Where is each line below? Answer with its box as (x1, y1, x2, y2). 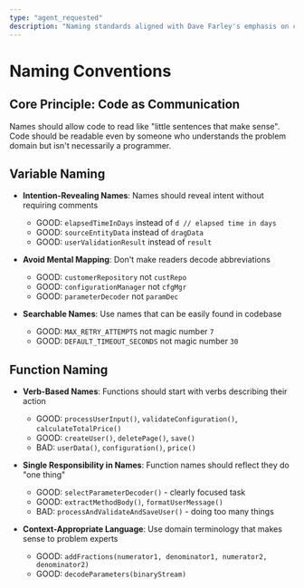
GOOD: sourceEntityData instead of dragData (35, 227, 204, 238)
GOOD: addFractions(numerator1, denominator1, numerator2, (35, 551, 268, 562)
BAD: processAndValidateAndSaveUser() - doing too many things (35, 506, 274, 517)
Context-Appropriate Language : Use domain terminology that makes (22, 524, 283, 535)
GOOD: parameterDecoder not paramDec (35, 291, 179, 302)
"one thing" (22, 469, 66, 480)
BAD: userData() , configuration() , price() (35, 442, 196, 453)
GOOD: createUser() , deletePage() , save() (35, 432, 196, 444)
